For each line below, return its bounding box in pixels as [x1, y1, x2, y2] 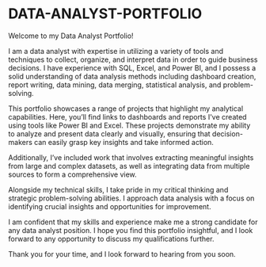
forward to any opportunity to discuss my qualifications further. [8, 234, 215, 243]
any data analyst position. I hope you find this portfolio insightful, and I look [8, 225, 253, 235]
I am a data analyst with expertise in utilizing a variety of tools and [8, 46, 224, 55]
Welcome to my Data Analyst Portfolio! [8, 31, 134, 40]
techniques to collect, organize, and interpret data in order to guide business [8, 55, 258, 64]
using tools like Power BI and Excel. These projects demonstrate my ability [8, 120, 251, 130]
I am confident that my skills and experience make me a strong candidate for [8, 217, 258, 227]
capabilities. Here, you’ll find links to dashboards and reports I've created [8, 112, 247, 121]
